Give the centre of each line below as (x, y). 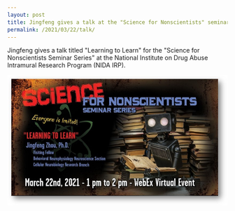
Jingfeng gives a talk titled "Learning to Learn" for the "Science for (104, 50)
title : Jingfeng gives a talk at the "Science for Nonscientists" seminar (119, 22)
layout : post (26, 15)
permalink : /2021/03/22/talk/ (51, 29)
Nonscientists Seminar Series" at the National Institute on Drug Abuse (108, 58)
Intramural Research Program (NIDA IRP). (66, 65)
